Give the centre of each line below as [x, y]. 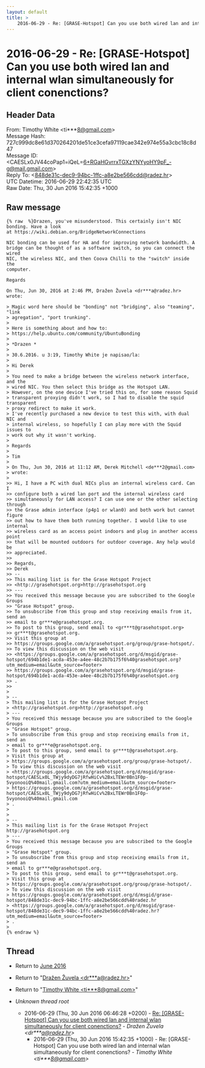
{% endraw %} [23, 932]
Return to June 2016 [41, 966]
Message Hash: [26, 136]
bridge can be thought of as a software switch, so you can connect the [101, 248]
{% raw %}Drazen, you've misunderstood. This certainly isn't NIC [94, 221]
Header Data [31, 115]
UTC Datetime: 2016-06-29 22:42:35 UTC [59, 181]
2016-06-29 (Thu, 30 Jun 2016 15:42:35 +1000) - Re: [100, 1039]
